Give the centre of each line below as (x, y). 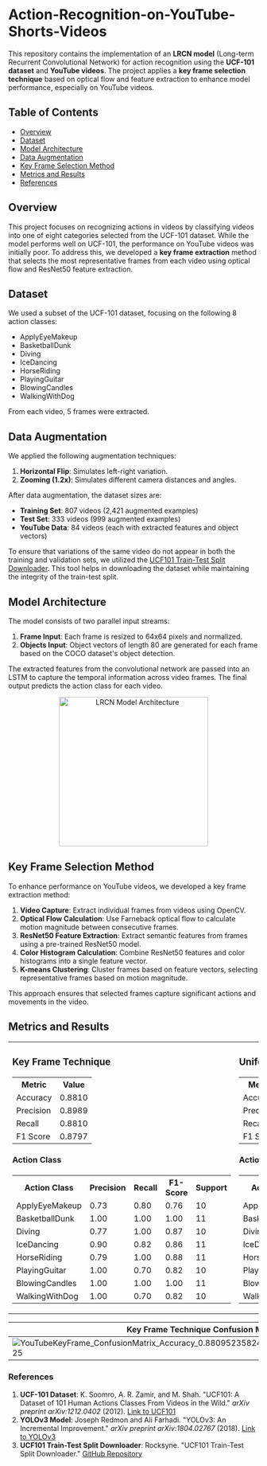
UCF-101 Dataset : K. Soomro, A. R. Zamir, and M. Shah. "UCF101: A (130, 1394)
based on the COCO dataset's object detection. (97, 653)
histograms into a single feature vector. (84, 960)
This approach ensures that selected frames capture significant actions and (132, 993)
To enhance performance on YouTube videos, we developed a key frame (127, 886)
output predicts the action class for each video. (85, 686)
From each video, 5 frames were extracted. (79, 412)
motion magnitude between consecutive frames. (99, 927)
